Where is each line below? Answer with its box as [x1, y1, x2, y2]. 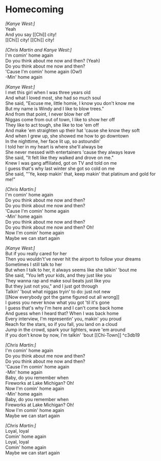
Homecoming [5, 4, 64, 15]
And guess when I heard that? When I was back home [5, 310, 119, 316]
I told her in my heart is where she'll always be [5, 143, 103, 149]
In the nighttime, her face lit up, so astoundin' [5, 138, 101, 144]
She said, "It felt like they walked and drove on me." [5, 155, 114, 161]
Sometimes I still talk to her [5, 261, 62, 267]
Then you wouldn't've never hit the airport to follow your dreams [5, 256, 141, 262]
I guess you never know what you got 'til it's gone [5, 299, 110, 305]
